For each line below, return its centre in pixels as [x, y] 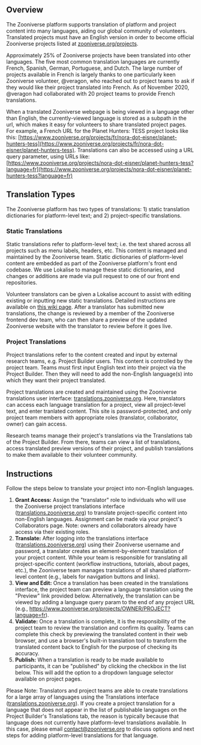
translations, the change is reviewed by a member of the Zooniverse [91, 313]
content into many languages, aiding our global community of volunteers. [97, 31]
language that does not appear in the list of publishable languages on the [97, 710]
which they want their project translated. [56, 380]
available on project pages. [48, 679]
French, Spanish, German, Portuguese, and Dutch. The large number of [94, 68]
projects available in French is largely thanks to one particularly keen [91, 74]
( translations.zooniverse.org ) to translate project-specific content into [101, 513]
